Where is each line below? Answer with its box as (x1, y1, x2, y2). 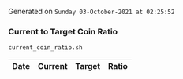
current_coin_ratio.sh (8, 44, 83, 52)
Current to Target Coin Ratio (8, 26, 118, 37)
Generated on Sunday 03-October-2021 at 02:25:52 (8, 7, 175, 16)
